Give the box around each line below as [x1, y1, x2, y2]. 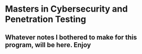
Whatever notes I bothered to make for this [5, 33, 137, 41]
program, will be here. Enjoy [5, 40, 91, 49]
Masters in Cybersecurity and [5, 3, 128, 15]
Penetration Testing [5, 14, 86, 25]
